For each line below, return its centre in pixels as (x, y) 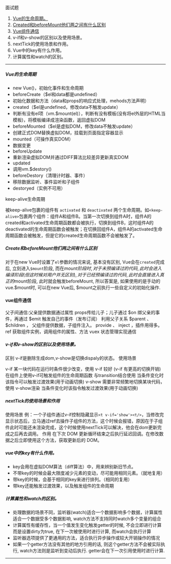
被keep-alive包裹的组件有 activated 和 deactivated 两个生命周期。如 (77, 210)
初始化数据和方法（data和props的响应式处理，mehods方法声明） (81, 101)
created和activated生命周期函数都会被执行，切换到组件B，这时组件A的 (79, 222)
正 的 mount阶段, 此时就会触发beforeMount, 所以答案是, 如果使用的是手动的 (83, 281)
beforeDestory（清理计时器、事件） (50, 175)
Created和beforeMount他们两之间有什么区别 (59, 25)
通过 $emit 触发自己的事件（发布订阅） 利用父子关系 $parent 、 (85, 319)
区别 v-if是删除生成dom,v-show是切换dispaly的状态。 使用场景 (71, 358)
